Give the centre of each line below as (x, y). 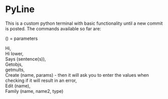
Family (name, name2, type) (34, 91)
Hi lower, (14, 54)
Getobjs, (14, 64)
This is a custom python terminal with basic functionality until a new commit (84, 23)
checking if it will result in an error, (41, 80)
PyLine (20, 9)
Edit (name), (18, 86)
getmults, (15, 70)
